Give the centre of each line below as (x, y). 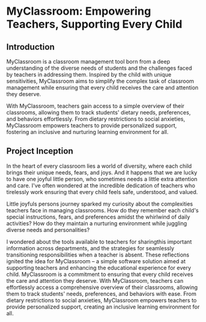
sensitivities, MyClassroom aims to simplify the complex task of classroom (100, 81)
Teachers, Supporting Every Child (94, 24)
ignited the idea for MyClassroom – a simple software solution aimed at (96, 261)
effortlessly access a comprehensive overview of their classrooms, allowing (102, 287)
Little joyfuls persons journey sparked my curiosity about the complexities (100, 204)
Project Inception (40, 151)
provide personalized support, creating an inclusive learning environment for (103, 307)
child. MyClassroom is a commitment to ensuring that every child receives (100, 274)
